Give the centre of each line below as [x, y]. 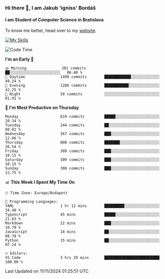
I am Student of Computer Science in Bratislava [54, 20]
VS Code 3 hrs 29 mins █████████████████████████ [82, 258]
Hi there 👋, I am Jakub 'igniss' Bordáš [50, 8]
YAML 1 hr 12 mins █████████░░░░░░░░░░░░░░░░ [82, 206]
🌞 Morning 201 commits [46, 69]
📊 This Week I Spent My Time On [40, 182]
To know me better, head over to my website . [51, 31]
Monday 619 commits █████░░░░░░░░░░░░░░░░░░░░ [82, 117]
